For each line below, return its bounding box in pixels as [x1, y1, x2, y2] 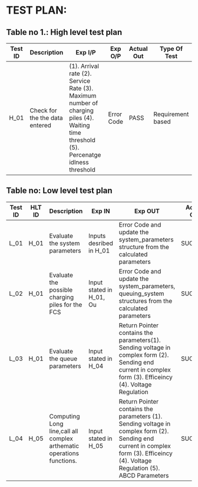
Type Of [160, 45, 183, 53]
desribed [88, 239, 114, 247]
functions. [49, 456, 77, 465]
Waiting [68, 121, 90, 129]
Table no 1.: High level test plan [6, 27, 123, 37]
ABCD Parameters [118, 471, 169, 479]
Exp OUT [134, 207, 160, 215]
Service [68, 77, 91, 85]
